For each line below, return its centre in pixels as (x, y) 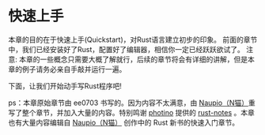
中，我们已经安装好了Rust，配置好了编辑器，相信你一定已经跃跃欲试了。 (127, 49)
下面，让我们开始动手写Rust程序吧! (65, 86)
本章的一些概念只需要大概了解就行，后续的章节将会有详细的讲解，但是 (133, 59)
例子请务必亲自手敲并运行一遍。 (74, 69)
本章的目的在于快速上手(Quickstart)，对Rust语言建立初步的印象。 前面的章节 (133, 39)
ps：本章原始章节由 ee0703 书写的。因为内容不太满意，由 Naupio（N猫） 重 (132, 103)
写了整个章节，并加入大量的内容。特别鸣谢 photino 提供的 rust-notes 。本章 (131, 112)
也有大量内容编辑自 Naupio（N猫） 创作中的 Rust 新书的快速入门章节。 (124, 122)
